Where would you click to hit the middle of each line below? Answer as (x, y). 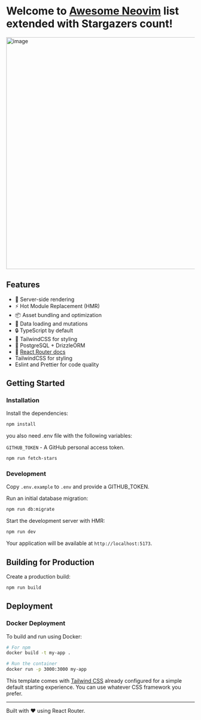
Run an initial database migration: (47, 498)
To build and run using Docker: (44, 636)
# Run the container (32, 664)
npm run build (24, 588)
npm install (21, 424)
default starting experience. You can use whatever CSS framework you (94, 687)
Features (23, 285)
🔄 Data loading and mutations (51, 323)
